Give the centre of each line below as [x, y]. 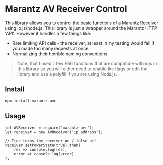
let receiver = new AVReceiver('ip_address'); [54, 132]
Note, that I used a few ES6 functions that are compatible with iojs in [87, 63]
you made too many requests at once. [51, 48]
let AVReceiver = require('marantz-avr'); [50, 128]
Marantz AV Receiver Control [66, 9]
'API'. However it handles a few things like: [48, 33]
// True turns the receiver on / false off [51, 141]
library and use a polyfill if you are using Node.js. [67, 74]
